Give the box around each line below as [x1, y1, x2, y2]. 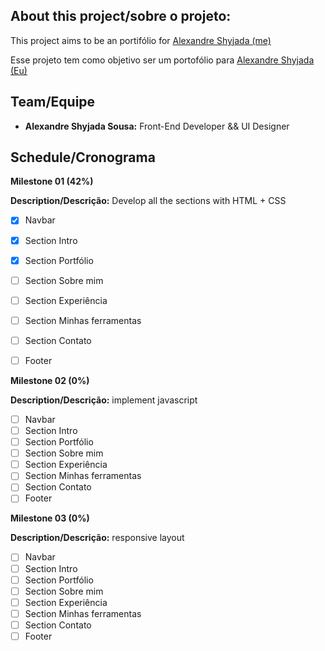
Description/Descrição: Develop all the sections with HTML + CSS [10, 195, 287, 207]
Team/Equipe [10, 94, 96, 111]
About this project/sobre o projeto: [10, 8, 232, 25]
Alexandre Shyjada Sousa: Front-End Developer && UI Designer [24, 120, 290, 132]
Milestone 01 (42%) [10, 175, 94, 188]
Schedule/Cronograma [10, 149, 156, 166]
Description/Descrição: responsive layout [10, 532, 185, 544]
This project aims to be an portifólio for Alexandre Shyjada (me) [10, 34, 272, 46]
